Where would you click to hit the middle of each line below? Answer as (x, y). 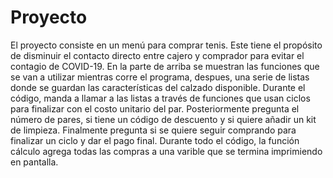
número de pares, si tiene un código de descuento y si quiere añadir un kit (163, 119)
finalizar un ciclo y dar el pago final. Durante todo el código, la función (155, 140)
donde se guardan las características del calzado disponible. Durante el (158, 87)
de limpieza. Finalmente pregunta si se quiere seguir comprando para (153, 130)
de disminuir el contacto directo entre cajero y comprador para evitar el (157, 55)
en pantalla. (34, 162)
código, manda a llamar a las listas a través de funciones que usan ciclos (160, 98)
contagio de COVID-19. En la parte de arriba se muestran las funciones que (165, 66)
